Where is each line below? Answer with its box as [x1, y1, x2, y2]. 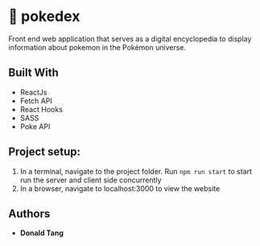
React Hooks [19, 104, 63, 114]
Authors [8, 206, 51, 220]
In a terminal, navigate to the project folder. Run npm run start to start [19, 166, 252, 176]
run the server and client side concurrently [19, 175, 163, 185]
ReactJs [19, 87, 47, 97]
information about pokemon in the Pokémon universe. [8, 42, 187, 52]
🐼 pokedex [8, 7, 80, 26]
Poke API [19, 121, 51, 131]
